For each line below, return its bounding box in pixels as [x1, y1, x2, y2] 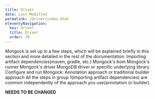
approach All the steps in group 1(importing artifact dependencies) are [5, 74, 148, 80]
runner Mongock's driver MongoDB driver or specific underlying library [5, 64, 150, 69]
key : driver [9, 26, 34, 31]
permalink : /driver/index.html [5, 16, 69, 21]
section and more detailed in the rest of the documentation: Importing [5, 53, 146, 59]
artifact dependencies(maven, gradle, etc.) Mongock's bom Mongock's [5, 59, 150, 65]
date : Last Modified [5, 12, 48, 17]
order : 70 [9, 35, 30, 40]
